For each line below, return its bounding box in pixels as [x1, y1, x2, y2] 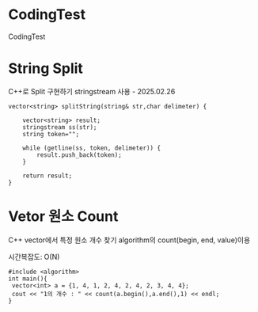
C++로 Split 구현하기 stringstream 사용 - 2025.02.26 [8, 86, 176, 96]
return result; [22, 172, 73, 180]
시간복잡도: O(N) [8, 252, 60, 261]
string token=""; [22, 130, 80, 138]
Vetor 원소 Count [8, 207, 119, 226]
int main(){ [8, 275, 47, 283]
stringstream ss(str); [22, 123, 97, 131]
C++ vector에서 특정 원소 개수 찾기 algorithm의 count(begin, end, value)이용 [8, 235, 251, 245]
